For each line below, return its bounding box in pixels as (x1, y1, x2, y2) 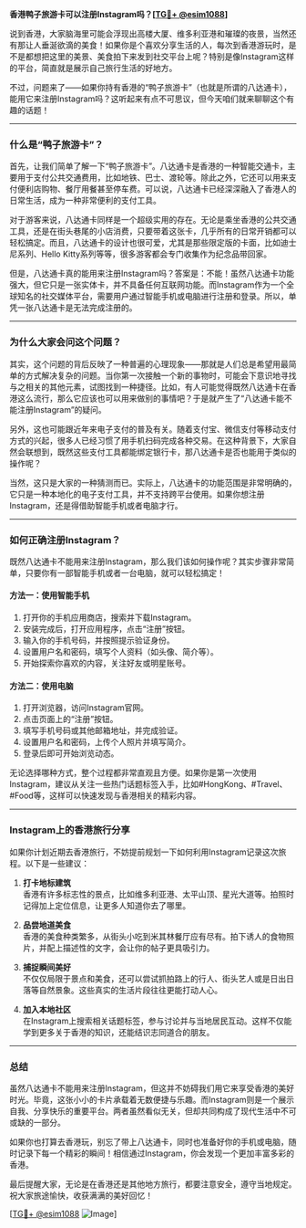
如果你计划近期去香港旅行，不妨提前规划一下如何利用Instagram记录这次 (9, 846, 279, 857)
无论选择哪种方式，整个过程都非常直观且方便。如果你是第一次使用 (9, 767, 257, 779)
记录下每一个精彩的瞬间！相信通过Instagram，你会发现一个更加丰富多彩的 (16, 1148, 294, 1159)
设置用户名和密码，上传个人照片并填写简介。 (22, 737, 191, 748)
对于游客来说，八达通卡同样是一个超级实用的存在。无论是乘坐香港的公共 (9, 215, 280, 226)
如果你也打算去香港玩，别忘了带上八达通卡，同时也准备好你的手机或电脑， (9, 1136, 289, 1147)
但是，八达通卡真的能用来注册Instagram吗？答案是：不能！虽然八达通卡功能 (9, 268, 294, 279)
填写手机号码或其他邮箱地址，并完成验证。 (22, 725, 183, 736)
